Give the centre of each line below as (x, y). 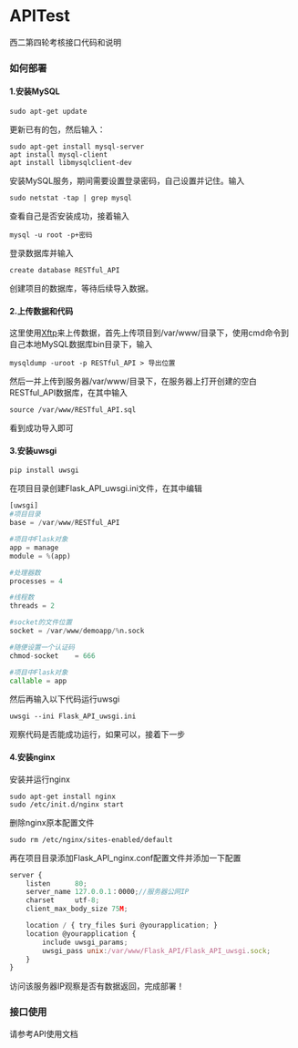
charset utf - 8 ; (63, 900)
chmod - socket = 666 (52, 656)
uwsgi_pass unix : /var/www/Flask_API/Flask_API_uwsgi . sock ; (157, 950)
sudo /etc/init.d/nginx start (67, 804)
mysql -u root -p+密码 (51, 235)
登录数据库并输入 (41, 253)
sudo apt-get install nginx (63, 796)
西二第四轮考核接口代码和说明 (65, 42)
